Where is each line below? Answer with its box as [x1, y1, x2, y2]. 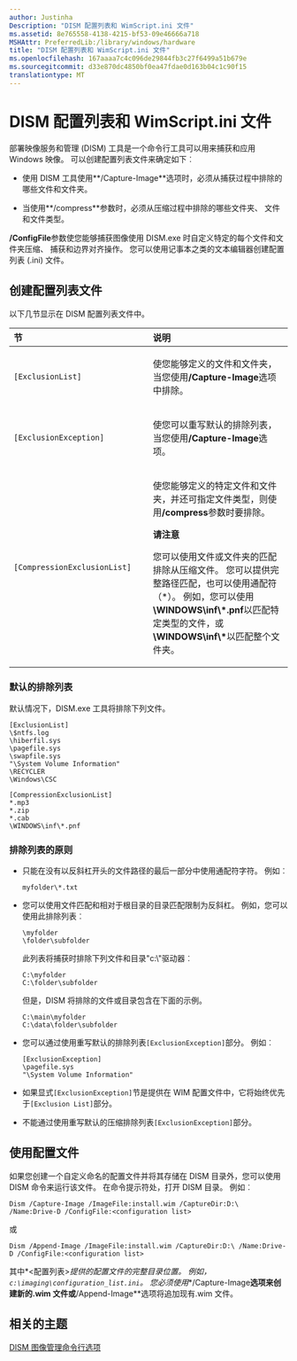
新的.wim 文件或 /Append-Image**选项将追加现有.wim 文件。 [16, 1287, 239, 1299]
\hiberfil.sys [9, 736, 62, 745]
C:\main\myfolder [21, 1013, 87, 1022]
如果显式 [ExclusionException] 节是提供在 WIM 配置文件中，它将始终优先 [21, 1087, 286, 1098]
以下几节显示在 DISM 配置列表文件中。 [9, 308, 150, 319]
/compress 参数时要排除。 [162, 506, 270, 519]
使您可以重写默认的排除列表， [153, 418, 278, 431]
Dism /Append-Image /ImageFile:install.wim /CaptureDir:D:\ [9, 1241, 236, 1250]
